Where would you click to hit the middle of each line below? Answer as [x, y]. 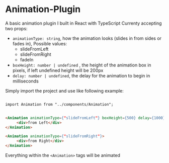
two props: [16, 28]
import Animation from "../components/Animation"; [59, 104]
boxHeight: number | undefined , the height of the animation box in [82, 65]
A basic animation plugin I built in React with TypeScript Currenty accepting [83, 23]
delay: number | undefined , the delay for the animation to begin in [81, 75]
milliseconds [25, 81]
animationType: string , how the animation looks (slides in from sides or [87, 38]
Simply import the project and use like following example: [65, 91]
